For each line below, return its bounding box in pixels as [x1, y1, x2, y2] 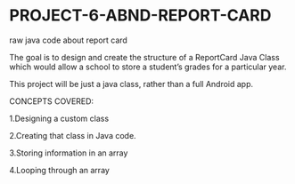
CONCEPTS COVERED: [9, 95, 94, 107]
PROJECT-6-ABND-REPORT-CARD [9, 5, 272, 26]
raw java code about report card [9, 35, 127, 45]
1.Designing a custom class [9, 113, 110, 124]
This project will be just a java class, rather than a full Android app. [9, 78, 254, 89]
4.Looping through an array [9, 164, 110, 175]
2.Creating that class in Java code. [9, 130, 136, 140]
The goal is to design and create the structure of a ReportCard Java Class [9, 52, 280, 62]
